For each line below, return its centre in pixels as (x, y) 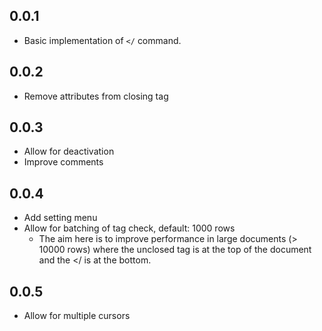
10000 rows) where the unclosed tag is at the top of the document (175, 250)
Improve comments (63, 162)
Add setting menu (60, 218)
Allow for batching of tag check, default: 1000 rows (129, 228)
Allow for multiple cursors (77, 316)
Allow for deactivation (69, 151)
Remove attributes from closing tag (96, 96)
